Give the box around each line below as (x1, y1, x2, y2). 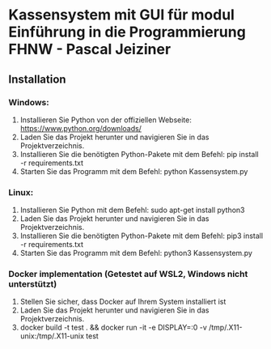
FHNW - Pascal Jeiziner (8, 40, 171, 58)
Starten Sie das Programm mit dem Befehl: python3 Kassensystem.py (19, 249, 253, 258)
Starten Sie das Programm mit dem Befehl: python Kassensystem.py (19, 166, 248, 176)
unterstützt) (8, 279, 57, 290)
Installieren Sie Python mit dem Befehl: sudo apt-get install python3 (19, 205, 245, 215)
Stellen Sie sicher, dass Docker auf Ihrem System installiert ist (19, 297, 227, 307)
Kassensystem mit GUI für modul (8, 6, 235, 24)
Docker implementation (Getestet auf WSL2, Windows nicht (8, 269, 248, 280)
